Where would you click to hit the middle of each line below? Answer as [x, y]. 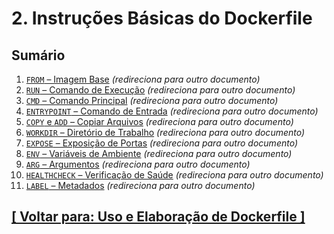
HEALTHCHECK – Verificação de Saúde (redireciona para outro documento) [174, 175]
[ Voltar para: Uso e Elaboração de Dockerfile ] [158, 217]
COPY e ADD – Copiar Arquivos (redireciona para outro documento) [159, 121]
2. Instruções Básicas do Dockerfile [162, 18]
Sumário [38, 55]
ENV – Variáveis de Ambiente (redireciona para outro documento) [159, 153]
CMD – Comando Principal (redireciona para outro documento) [152, 100]
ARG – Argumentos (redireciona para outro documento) [138, 164]
